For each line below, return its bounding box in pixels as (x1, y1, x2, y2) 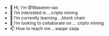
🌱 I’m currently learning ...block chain (9, 15, 85, 20)
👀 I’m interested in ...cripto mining (9, 10, 78, 16)
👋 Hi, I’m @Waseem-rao (9, 5, 58, 10)
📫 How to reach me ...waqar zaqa (9, 26, 80, 31)
